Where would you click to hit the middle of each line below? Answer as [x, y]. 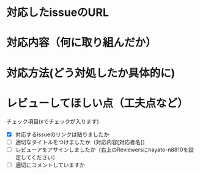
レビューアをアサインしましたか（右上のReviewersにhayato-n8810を [102, 150]
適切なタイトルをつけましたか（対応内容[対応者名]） [81, 142]
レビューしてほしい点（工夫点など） [97, 103]
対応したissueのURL [57, 13]
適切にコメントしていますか [50, 165]
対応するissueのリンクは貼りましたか [62, 134]
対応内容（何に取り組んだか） [82, 43]
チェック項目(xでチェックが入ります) [53, 121]
